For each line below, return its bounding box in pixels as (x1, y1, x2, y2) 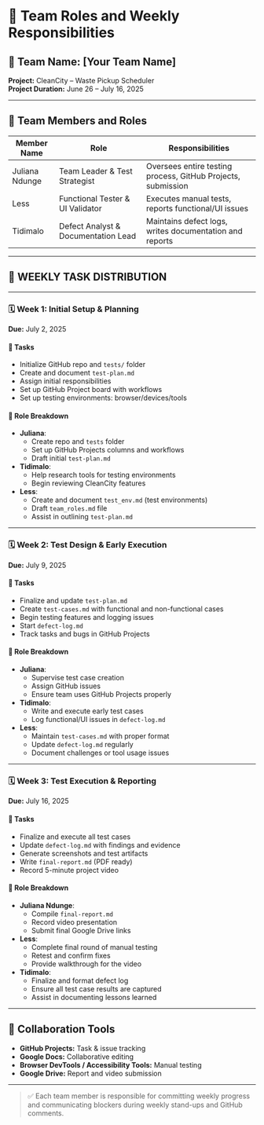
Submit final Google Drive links (31, 925, 131, 935)
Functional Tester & (58, 192, 130, 203)
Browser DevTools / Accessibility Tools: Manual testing (19, 1060, 202, 1069)
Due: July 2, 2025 (8, 324, 67, 333)
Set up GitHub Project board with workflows (19, 385, 163, 394)
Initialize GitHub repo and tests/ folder (19, 360, 146, 369)
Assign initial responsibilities (19, 376, 112, 386)
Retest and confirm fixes (31, 951, 112, 960)
